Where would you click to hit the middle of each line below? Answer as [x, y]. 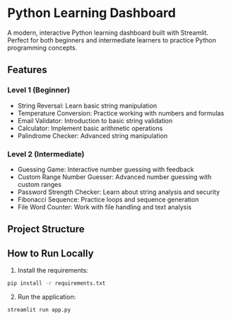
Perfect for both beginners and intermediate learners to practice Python [112, 40]
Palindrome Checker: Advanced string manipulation [93, 135]
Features [27, 70]
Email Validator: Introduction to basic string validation [95, 120]
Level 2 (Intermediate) [46, 154]
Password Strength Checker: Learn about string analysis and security [119, 192]
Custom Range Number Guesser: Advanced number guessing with [114, 177]
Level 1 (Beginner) [39, 90]
